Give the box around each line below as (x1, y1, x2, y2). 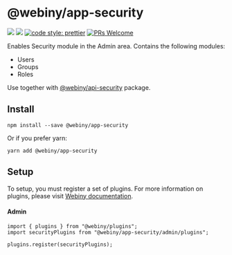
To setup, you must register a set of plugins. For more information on (7, 185, 204, 193)
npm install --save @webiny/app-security (7, 122, 129, 129)
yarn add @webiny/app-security (7, 147, 98, 154)
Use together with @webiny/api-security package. (7, 83, 151, 91)
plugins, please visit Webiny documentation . (7, 191, 134, 200)
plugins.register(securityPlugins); (7, 240, 113, 248)
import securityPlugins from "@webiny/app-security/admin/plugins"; (7, 229, 209, 236)
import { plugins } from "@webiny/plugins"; (7, 223, 138, 229)
